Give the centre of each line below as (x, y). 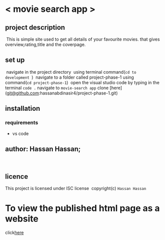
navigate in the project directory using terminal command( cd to (71, 72)
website (22, 219)
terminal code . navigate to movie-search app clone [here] (64, 88)
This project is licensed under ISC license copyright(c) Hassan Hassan (76, 189)
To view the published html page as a (82, 208)
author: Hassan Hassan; (43, 149)
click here (15, 233)
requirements (22, 123)
